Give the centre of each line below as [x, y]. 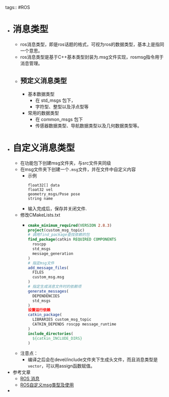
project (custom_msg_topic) [56, 230]
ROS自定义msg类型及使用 [47, 385]
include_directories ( [50, 334]
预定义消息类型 [44, 81]
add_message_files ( [48, 268]
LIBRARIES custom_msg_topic [62, 320]
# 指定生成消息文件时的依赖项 [55, 287]
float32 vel [40, 189]
